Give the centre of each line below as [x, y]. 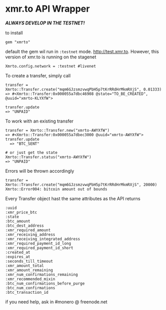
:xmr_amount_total [25, 266]
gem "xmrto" [18, 42]
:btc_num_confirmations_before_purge [45, 283]
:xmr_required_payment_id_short [39, 248]
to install [14, 33]
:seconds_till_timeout [29, 261]
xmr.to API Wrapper [48, 9]
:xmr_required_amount [28, 230]
